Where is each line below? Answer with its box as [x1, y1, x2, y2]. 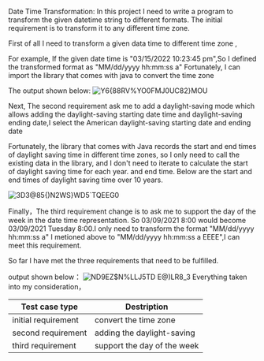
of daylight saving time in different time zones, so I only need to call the [8, 150, 240, 159]
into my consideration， [8, 282, 86, 291]
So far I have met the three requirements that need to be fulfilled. [8, 256, 219, 265]
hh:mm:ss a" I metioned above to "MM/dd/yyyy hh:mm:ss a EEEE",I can [8, 233, 240, 241]
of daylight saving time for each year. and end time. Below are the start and [8, 167, 252, 176]
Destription [125, 301, 169, 312]
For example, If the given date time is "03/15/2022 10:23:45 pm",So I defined [8, 54, 257, 63]
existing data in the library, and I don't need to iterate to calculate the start [8, 158, 248, 168]
